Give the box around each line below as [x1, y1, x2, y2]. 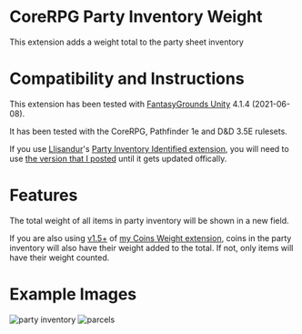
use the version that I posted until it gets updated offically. [9, 153, 227, 164]
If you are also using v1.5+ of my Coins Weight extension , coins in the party [9, 232, 292, 243]
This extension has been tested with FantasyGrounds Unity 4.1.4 [9, 98, 250, 109]
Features [9, 185, 78, 206]
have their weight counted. [9, 252, 110, 263]
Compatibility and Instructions [9, 68, 245, 89]
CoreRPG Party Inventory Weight [9, 6, 263, 27]
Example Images [9, 284, 137, 304]
